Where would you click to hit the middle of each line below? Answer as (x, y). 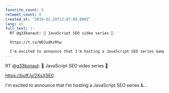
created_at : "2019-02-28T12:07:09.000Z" (48, 19)
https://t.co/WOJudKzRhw (36, 42)
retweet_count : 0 (23, 15)
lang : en (14, 24)
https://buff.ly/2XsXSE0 (30, 75)
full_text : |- (20, 29)
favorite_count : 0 (24, 10)
